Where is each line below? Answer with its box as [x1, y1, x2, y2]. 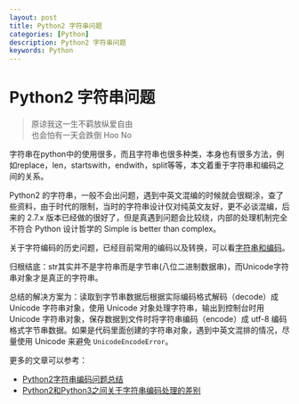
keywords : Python [9, 46, 74, 55]
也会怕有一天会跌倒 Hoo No [30, 130, 132, 141]
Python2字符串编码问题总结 [21, 374, 124, 384]
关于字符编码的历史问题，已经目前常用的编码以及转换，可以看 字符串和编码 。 [9, 243, 290, 253]
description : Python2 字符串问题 [9, 37, 126, 47]
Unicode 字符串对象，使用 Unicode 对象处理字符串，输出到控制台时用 [9, 302, 265, 313]
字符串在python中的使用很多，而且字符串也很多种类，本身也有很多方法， [9, 149, 277, 160]
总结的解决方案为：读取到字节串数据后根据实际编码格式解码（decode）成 [9, 292, 279, 302]
